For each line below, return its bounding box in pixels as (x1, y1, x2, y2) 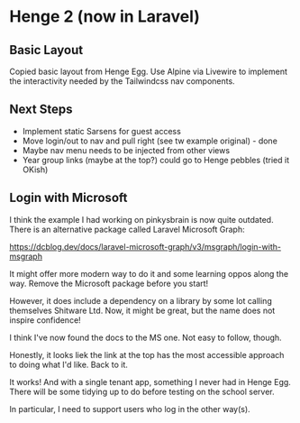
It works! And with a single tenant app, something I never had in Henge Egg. (9, 376, 291, 387)
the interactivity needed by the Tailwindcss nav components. (9, 76, 236, 87)
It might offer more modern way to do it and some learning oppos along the (9, 268, 289, 279)
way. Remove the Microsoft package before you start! (9, 278, 209, 289)
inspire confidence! (9, 314, 81, 326)
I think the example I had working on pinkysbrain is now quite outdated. (9, 214, 274, 225)
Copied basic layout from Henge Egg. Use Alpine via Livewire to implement (9, 66, 288, 77)
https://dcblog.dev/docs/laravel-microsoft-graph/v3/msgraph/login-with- (9, 241, 282, 252)
